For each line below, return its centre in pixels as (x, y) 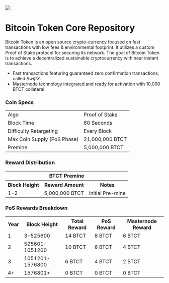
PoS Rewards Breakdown (36, 208)
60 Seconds (98, 123)
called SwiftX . (27, 78)
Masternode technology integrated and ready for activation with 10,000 (86, 84)
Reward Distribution (30, 162)
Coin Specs (20, 102)
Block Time (21, 123)
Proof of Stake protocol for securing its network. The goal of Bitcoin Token (82, 52)
